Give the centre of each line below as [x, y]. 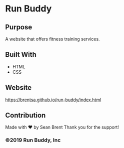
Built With [21, 55]
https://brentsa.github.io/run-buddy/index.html [53, 100]
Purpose [19, 27]
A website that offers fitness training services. [52, 39]
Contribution [25, 115]
